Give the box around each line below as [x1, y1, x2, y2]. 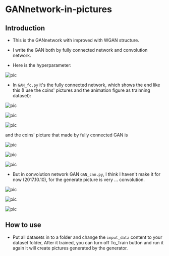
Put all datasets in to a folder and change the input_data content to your [12, 234, 162, 240]
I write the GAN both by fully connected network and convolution [12, 47, 148, 53]
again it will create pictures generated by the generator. [12, 245, 128, 251]
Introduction [5, 24, 45, 32]
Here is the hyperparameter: [12, 62, 72, 68]
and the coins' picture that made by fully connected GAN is [5, 132, 128, 138]
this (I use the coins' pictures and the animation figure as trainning [12, 87, 150, 93]
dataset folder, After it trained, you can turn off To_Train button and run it [12, 239, 164, 245]
